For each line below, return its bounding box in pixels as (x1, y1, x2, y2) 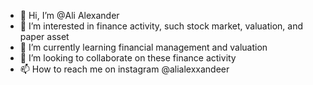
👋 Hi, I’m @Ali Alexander (19, 10, 120, 21)
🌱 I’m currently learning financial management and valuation (19, 41, 268, 53)
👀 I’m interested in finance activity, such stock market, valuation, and (19, 20, 303, 32)
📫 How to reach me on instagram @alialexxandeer (19, 63, 230, 75)
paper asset (19, 31, 70, 42)
